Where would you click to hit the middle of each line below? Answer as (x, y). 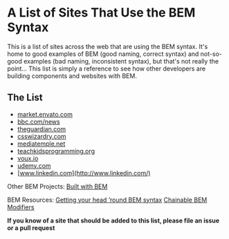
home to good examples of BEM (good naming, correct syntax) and (103, 54)
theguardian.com (42, 128)
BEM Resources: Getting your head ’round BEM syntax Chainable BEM (107, 200)
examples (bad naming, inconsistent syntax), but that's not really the (121, 61)
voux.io (28, 158)
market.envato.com (45, 114)
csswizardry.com (42, 136)
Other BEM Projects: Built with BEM (57, 186)
